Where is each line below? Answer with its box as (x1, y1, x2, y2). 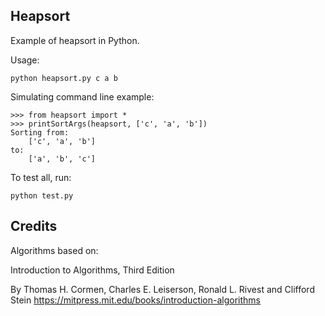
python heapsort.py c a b (10, 73, 118, 83)
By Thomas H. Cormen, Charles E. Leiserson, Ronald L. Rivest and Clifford (10, 283, 315, 295)
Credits (10, 218, 58, 235)
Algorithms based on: (10, 244, 99, 256)
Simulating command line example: (10, 90, 155, 103)
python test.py (10, 190, 74, 201)
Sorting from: (10, 127, 70, 138)
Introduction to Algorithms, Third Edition (10, 264, 175, 276)
